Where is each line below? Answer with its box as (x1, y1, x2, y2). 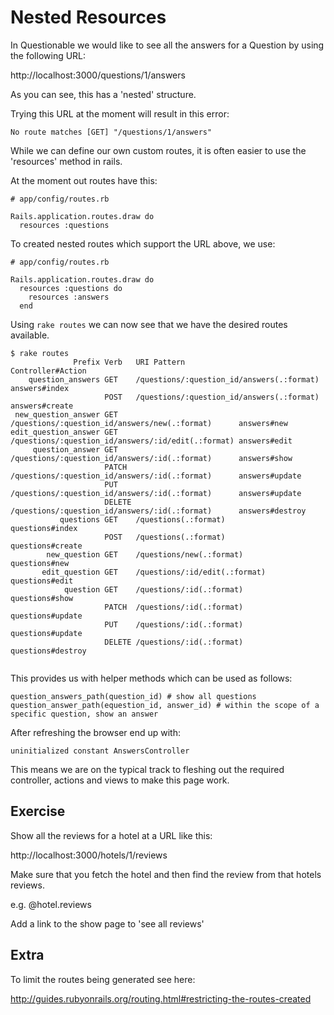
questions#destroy (10, 646, 87, 656)
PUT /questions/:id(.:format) (104, 619, 244, 630)
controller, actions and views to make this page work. (10, 774, 230, 786)
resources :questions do (19, 283, 123, 293)
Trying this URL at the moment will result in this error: (10, 107, 230, 120)
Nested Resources (10, 6, 167, 29)
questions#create (10, 541, 83, 551)
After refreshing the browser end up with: (10, 726, 182, 738)
